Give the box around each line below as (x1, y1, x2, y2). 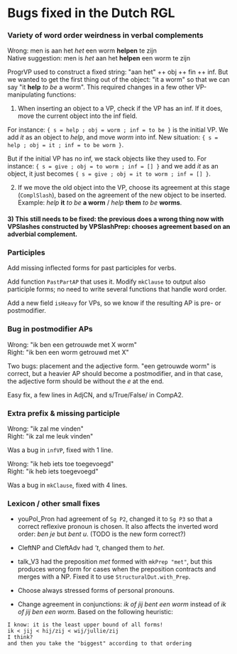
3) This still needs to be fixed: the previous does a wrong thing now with (7, 215, 224, 223)
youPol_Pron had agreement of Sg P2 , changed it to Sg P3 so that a (17, 515, 213, 523)
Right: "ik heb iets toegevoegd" (7, 467, 99, 476)
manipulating (7, 90, 45, 99)
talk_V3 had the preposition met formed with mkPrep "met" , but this (17, 557, 213, 566)
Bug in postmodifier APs (7, 324, 94, 334)
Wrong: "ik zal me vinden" (7, 424, 84, 433)
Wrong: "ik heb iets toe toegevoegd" (7, 459, 114, 468)
